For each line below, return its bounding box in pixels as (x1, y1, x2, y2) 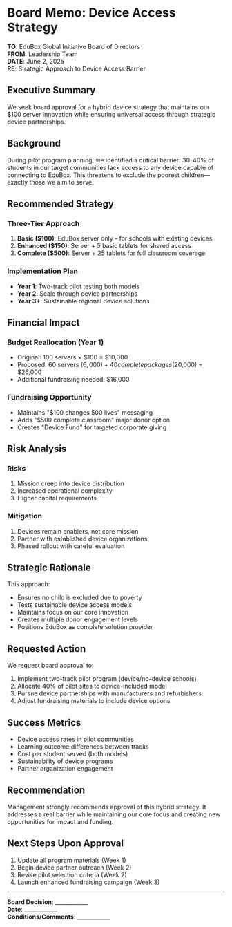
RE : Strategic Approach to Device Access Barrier (7, 64, 146, 73)
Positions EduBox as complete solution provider (17, 623, 153, 631)
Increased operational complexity (17, 487, 113, 495)
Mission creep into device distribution (17, 479, 124, 488)
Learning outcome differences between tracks (17, 742, 150, 751)
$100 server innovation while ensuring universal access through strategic (7, 110, 216, 118)
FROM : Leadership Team (7, 50, 78, 58)
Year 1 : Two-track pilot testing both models (17, 282, 140, 290)
